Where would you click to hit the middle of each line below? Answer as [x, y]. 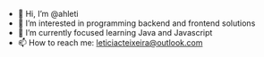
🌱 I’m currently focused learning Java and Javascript [115, 33]
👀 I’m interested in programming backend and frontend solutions [136, 23]
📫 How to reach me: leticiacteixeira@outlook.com [110, 43]
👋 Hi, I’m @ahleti [48, 14]
